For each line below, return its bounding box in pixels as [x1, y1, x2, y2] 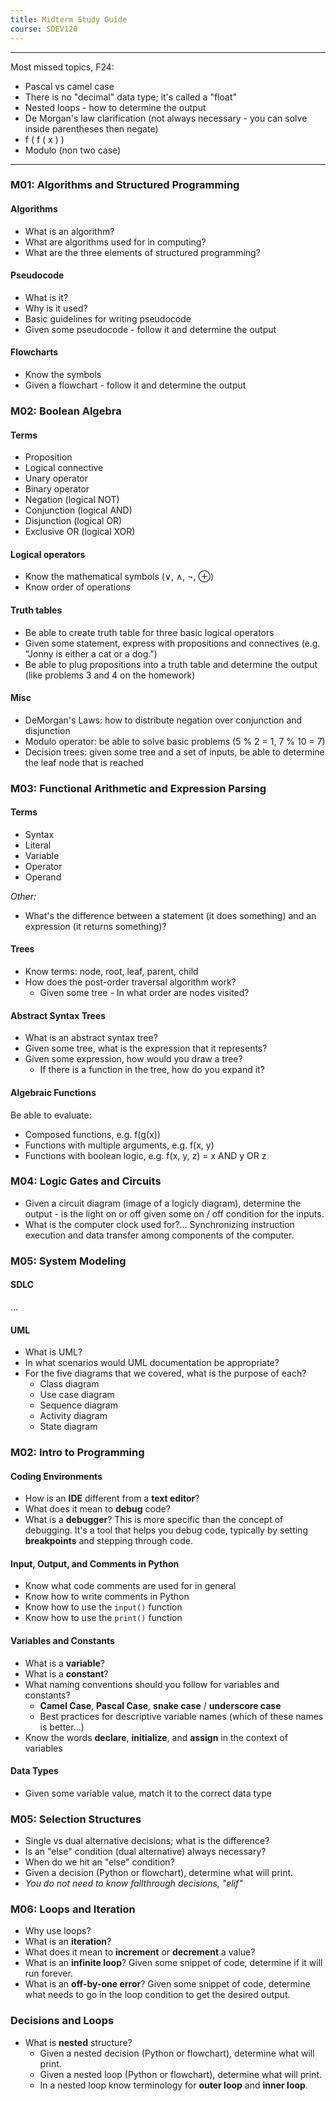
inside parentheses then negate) [24, 122, 159, 135]
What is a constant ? [24, 1667, 109, 1680]
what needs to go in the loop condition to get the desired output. [24, 1989, 291, 2001]
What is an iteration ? [24, 1936, 112, 1948]
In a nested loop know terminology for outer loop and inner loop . [39, 2079, 308, 2091]
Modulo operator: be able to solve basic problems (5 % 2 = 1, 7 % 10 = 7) [24, 735, 326, 747]
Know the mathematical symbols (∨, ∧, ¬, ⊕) [24, 571, 215, 583]
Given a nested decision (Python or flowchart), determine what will [39, 2047, 315, 2059]
